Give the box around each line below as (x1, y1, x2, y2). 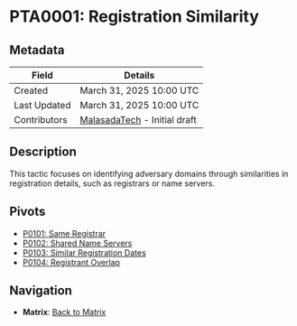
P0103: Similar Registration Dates (22, 247, 146, 258)
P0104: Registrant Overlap (22, 256, 120, 267)
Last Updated (14, 99, 71, 111)
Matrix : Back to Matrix (22, 307, 107, 318)
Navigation (9, 283, 72, 299)
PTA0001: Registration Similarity (9, 6, 259, 27)
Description (9, 144, 77, 160)
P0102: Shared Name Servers (22, 238, 133, 248)
